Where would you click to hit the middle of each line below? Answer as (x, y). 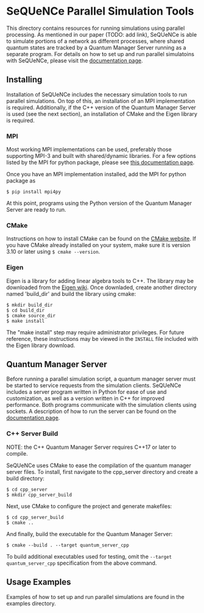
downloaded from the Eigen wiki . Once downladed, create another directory (101, 287)
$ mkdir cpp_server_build (39, 495)
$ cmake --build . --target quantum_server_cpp (68, 545)
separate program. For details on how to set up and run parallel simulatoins (100, 54)
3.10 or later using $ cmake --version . (53, 252)
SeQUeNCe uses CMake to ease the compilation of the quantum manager (99, 465)
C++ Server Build (32, 434)
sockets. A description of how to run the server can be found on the (91, 411)
